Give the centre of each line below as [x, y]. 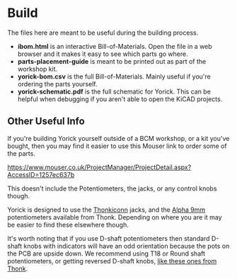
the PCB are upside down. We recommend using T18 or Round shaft [106, 254]
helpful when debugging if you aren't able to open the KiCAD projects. [120, 99]
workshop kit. [37, 69]
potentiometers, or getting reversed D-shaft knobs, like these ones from [112, 261]
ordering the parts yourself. [57, 84]
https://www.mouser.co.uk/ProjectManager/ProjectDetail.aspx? [99, 167]
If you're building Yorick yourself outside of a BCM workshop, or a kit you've [118, 138]
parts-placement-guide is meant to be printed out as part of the [112, 61]
